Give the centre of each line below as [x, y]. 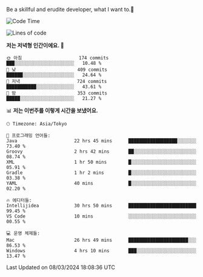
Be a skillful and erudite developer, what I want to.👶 [70, 9]
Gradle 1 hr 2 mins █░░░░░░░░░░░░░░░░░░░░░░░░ [101, 173]
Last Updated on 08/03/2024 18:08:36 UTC [61, 267]
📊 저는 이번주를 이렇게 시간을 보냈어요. [52, 110]
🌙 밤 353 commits [57, 93]
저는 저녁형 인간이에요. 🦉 [35, 45]
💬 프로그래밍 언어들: [28, 136]
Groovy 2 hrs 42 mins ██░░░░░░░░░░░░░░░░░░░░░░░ [101, 152]
